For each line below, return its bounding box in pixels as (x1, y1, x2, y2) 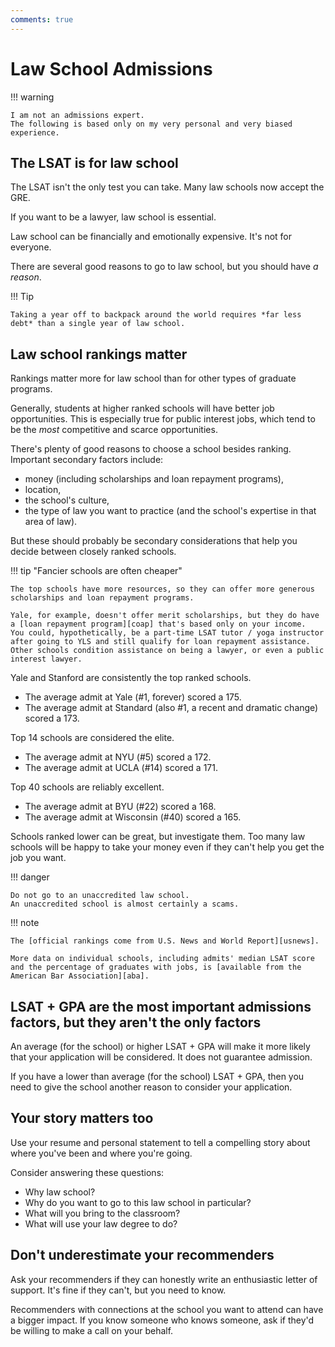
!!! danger (10, 871, 50, 883)
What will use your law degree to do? (24, 1217, 178, 1230)
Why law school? (24, 1186, 96, 1198)
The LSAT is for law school (10, 154, 179, 171)
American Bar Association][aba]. (10, 971, 150, 981)
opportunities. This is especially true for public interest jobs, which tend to (10, 413, 316, 425)
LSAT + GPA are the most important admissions (10, 998, 312, 1015)
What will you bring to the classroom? (24, 1207, 181, 1219)
